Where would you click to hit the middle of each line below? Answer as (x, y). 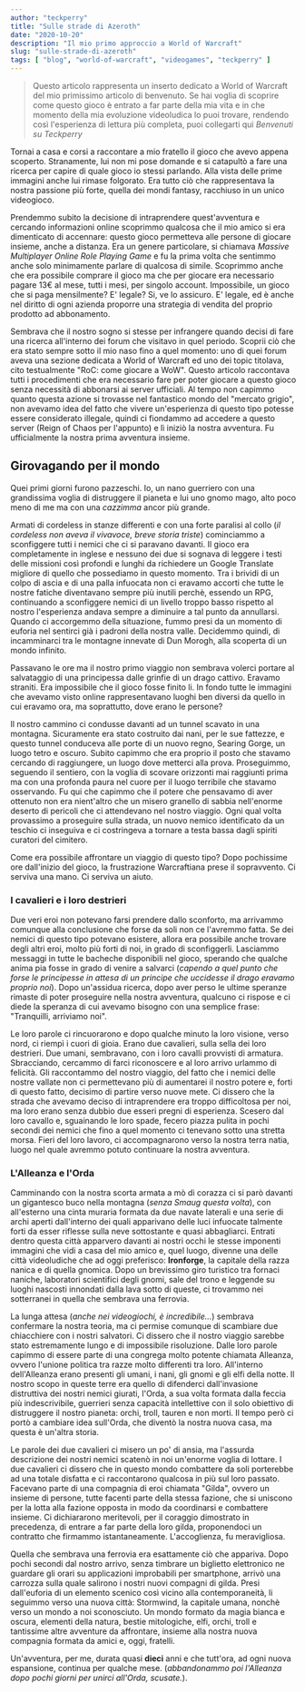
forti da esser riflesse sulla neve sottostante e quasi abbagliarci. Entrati (143, 1232)
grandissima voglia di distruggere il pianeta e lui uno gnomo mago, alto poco (153, 497)
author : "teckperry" (49, 18)
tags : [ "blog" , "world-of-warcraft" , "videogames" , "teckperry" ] (141, 60)
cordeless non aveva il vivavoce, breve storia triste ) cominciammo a (138, 534)
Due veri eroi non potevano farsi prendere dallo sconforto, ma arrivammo (147, 920)
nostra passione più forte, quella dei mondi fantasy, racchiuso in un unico (148, 190)
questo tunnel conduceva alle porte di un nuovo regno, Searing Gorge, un (148, 743)
